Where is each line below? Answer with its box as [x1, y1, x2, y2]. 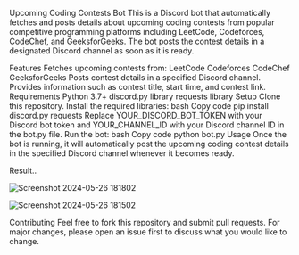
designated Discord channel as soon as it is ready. [9, 45, 195, 56]
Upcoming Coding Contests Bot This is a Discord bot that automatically [9, 8, 270, 18]
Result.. [9, 165, 37, 176]
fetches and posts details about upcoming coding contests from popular [9, 17, 275, 28]
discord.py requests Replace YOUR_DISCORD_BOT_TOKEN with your [9, 111, 263, 120]
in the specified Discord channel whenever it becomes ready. [9, 148, 235, 159]
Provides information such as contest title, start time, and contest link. [9, 82, 266, 92]
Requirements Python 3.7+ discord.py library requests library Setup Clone [9, 91, 281, 102]
